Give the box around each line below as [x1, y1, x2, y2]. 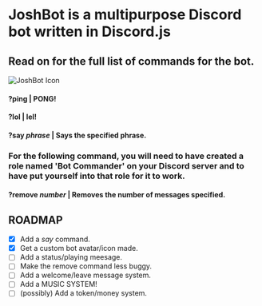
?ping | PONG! [8, 93, 57, 103]
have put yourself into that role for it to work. [8, 170, 185, 181]
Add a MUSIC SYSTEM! [19, 280, 97, 289]
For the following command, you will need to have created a [8, 150, 244, 161]
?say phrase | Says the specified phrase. [8, 130, 147, 140]
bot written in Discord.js [8, 22, 172, 41]
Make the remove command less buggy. [19, 261, 153, 271]
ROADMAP [8, 213, 63, 227]
